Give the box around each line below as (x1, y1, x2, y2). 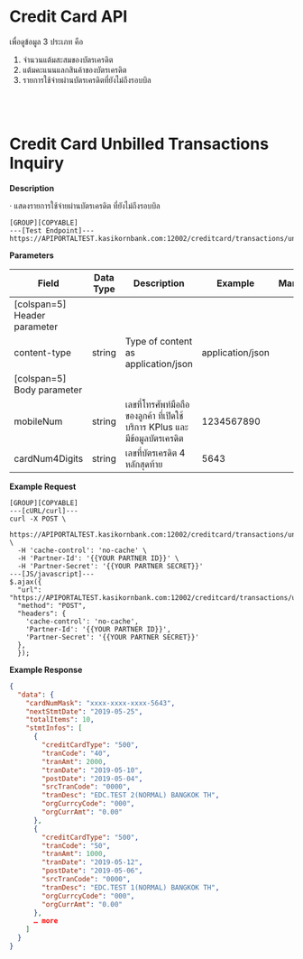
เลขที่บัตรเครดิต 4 (124, 447, 186, 459)
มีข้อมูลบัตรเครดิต (124, 431, 184, 444)
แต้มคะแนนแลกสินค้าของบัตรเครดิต (22, 64, 127, 75)
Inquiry (9, 153, 65, 173)
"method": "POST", (17, 601, 87, 610)
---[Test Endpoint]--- (9, 226, 95, 235)
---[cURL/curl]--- (9, 506, 78, 515)
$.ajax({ (9, 577, 42, 586)
